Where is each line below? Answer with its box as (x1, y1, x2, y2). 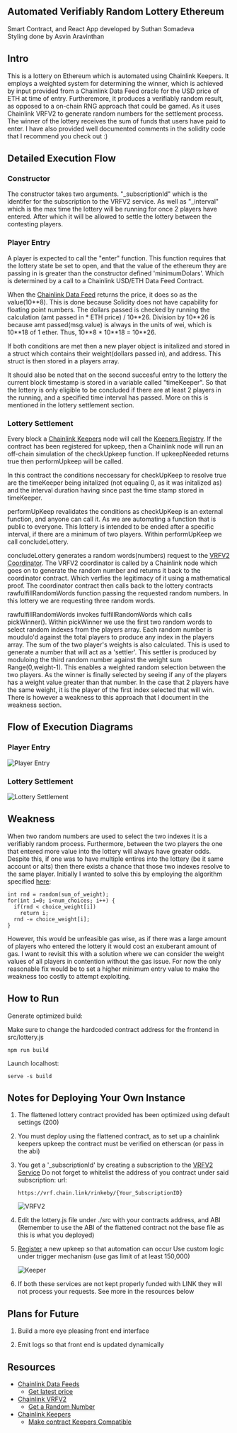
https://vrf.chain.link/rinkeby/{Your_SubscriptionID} (17, 1190, 183, 1197)
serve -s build (7, 1072, 52, 1080)
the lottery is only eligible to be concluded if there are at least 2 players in (7, 385, 221, 394)
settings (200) (17, 1118, 59, 1127)
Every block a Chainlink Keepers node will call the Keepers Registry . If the (7, 434, 223, 443)
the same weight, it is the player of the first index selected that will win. (7, 685, 214, 694)
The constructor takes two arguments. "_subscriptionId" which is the (7, 190, 208, 198)
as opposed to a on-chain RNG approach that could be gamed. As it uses (7, 101, 221, 110)
